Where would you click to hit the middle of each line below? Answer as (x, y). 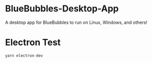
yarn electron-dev (24, 56)
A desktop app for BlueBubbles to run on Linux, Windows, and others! (76, 22)
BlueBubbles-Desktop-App (62, 9)
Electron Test (33, 42)
